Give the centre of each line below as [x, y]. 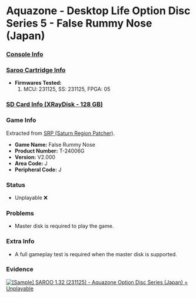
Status [16, 185]
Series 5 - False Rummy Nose [79, 23]
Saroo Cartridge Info [36, 70]
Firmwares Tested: [38, 83]
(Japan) [26, 36]
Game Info [21, 120]
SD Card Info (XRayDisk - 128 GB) [54, 104]
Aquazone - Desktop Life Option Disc [98, 11]
